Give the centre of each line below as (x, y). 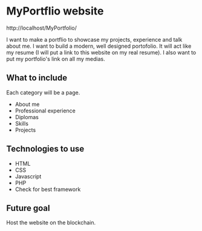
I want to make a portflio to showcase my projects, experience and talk (94, 39)
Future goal (28, 208)
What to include (37, 78)
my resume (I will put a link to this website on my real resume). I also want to (101, 52)
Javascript (28, 176)
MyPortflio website (55, 11)
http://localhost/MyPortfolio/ (42, 28)
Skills (22, 123)
